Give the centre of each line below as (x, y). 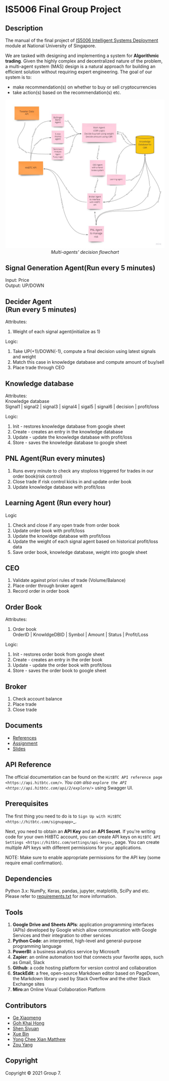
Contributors (26, 1005)
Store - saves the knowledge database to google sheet (70, 443)
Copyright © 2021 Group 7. (33, 1073)
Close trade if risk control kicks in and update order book (72, 481)
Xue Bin (21, 1034)
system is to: (18, 77)
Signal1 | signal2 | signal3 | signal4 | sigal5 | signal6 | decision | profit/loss (82, 407)
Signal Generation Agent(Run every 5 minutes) (80, 268)
